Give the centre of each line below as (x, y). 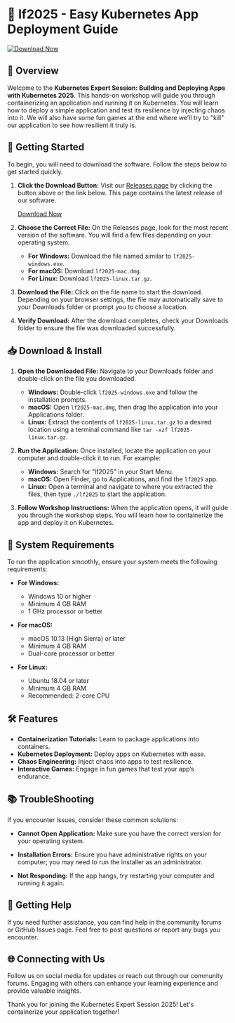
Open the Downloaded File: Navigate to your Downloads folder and (115, 371)
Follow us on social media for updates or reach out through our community (115, 976)
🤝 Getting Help (40, 905)
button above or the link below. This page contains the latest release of (120, 193)
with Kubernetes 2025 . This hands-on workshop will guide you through (112, 95)
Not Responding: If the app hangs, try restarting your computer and (116, 875)
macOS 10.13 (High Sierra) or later (77, 639)
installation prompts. (58, 400)
